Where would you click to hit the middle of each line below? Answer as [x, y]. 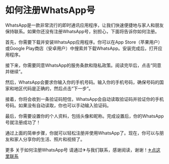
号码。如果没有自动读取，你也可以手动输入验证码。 [58, 105]
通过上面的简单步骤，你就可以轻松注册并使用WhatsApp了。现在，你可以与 [82, 133]
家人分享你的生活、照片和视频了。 [49, 139]
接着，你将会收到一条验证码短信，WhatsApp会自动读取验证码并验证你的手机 [84, 99]
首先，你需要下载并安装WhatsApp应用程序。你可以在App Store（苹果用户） [84, 42]
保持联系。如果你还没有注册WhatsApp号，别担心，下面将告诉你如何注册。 [82, 31]
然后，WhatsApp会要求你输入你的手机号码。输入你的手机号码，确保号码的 [82, 82]
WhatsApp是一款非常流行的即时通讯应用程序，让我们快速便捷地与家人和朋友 [84, 25]
